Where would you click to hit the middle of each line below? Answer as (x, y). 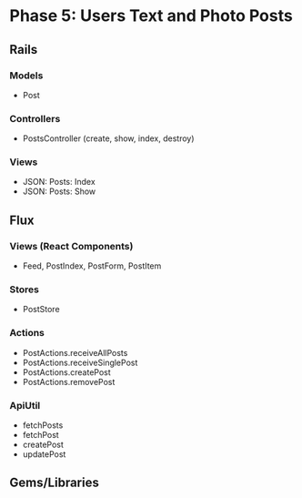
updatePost (44, 454)
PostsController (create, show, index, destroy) (108, 138)
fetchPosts (43, 425)
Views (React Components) (71, 246)
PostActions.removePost (69, 381)
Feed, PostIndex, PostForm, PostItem (92, 266)
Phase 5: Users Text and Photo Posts (151, 16)
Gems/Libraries (55, 483)
